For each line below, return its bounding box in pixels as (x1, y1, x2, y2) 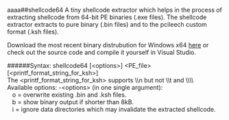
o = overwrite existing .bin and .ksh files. (12, 91, 127, 99)
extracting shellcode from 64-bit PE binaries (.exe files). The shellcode (7, 13, 207, 21)
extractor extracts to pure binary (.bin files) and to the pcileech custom (7, 21, 207, 28)
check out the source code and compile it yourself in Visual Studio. (7, 48, 197, 56)
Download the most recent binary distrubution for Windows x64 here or (7, 41, 209, 49)
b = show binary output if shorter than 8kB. (12, 98, 134, 106)
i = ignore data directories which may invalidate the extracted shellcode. (12, 106, 216, 113)
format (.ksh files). (7, 27, 60, 36)
